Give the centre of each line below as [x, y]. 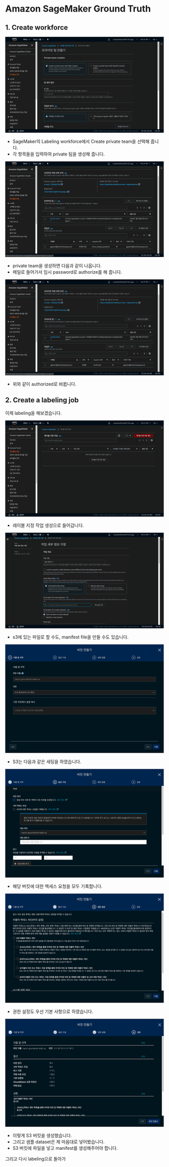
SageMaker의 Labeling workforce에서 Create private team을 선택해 [81, 141]
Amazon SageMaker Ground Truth [78, 9]
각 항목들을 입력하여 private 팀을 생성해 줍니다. [59, 154]
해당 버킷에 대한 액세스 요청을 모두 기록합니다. [58, 886]
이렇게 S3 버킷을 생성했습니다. [42, 1135]
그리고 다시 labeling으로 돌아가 [36, 1158]
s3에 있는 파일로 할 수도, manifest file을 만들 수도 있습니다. [70, 637]
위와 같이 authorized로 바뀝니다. [45, 384]
